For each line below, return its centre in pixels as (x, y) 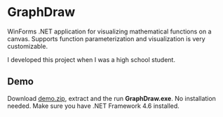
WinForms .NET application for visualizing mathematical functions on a (109, 31)
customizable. (27, 46)
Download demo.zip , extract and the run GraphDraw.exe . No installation (111, 98)
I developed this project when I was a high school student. (91, 59)
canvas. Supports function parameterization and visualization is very (106, 38)
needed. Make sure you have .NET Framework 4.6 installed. (94, 106)
